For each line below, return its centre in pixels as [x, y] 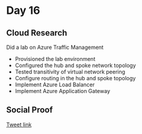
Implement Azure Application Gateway [62, 91]
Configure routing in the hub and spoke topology [75, 78]
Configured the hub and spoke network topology [76, 65]
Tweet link [19, 124]
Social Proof [29, 110]
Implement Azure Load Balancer [55, 85]
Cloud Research [37, 33]
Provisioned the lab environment [55, 59]
